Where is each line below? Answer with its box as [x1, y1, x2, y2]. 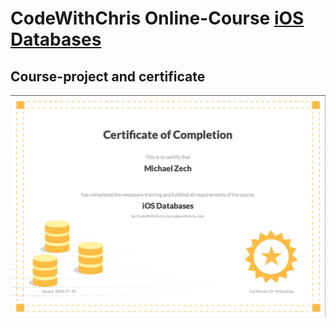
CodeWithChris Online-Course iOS [10, 7, 305, 30]
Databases [10, 28, 102, 51]
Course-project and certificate [10, 68, 206, 85]
